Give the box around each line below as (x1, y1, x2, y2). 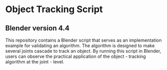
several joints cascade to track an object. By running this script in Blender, (5, 48, 161, 54)
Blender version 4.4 (5, 24, 70, 32)
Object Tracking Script (5, 4, 103, 15)
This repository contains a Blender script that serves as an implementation (5, 37, 162, 43)
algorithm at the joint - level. (5, 59, 65, 64)
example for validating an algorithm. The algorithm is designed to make (5, 43, 155, 49)
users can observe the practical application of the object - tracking (5, 53, 147, 59)
